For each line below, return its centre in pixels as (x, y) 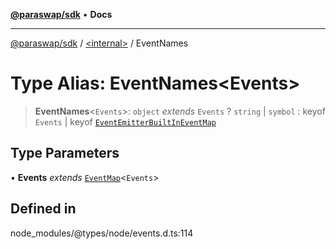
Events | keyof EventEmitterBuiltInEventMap (125, 121)
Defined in (43, 209)
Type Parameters (65, 153)
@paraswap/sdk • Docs (61, 14)
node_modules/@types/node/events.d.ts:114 (102, 233)
